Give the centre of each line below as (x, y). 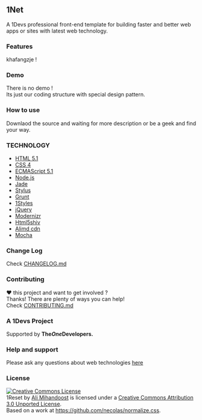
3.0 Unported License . (34, 404)
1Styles (24, 203)
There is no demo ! (30, 88)
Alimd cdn (27, 229)
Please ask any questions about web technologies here (75, 363)
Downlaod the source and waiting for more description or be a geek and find (101, 123)
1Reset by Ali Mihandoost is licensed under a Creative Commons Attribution (100, 398)
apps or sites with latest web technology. (57, 31)
